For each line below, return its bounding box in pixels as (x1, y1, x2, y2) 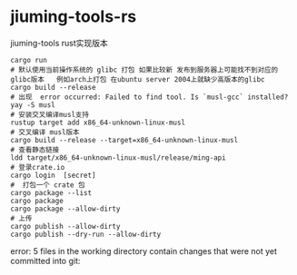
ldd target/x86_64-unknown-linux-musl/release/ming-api (10, 152, 226, 162)
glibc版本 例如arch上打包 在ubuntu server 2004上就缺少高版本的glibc (10, 74, 265, 83)
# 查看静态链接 (10, 145, 60, 154)
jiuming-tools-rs (10, 6, 137, 27)
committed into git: (10, 255, 81, 266)
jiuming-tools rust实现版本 (10, 37, 108, 48)
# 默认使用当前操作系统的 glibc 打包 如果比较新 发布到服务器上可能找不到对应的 (10, 65, 279, 74)
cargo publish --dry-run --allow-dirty (10, 230, 162, 239)
